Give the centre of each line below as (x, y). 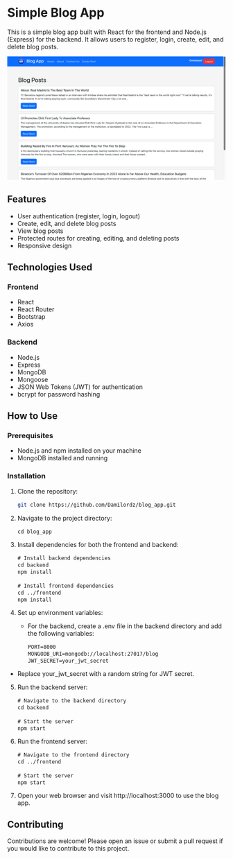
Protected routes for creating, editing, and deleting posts (98, 238)
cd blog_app (34, 532)
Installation (27, 476)
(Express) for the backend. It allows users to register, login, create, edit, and (115, 39)
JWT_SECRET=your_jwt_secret (68, 661)
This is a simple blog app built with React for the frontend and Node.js (107, 32)
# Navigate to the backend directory (72, 701)
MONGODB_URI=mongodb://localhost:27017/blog (93, 654)
